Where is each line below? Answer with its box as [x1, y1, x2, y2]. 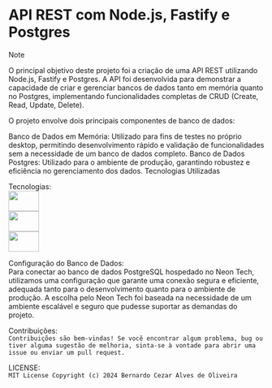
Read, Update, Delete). [8, 100, 84, 110]
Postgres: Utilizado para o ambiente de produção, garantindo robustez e [8, 157, 250, 167]
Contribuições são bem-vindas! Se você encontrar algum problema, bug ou [8, 334, 264, 343]
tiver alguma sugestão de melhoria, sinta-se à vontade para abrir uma [8, 341, 256, 350]
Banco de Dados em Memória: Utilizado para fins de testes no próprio [8, 131, 242, 141]
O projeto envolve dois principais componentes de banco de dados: [8, 115, 235, 125]
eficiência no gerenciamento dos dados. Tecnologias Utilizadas [8, 166, 221, 175]
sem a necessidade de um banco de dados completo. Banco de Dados [8, 149, 245, 158]
